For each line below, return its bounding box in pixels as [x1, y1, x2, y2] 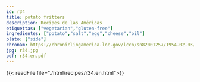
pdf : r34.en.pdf [6, 53, 46, 59]
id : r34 [6, 8, 26, 15]
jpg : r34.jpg [6, 48, 39, 53]
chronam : [6, 42, 28, 48]
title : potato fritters [6, 14, 65, 20]
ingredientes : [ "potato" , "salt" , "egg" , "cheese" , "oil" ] [6, 31, 145, 37]
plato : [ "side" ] [6, 36, 46, 42]
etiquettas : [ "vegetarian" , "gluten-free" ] [6, 25, 113, 31]
